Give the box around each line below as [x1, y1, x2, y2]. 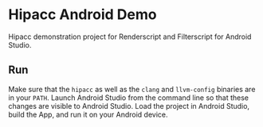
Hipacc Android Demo [8, 6, 157, 24]
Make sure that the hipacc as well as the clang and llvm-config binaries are [8, 84, 256, 94]
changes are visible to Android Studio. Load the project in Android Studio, [8, 101, 249, 110]
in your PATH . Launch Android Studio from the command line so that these [8, 93, 249, 102]
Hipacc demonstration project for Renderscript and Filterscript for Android [8, 32, 252, 41]
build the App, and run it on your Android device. [8, 110, 169, 119]
